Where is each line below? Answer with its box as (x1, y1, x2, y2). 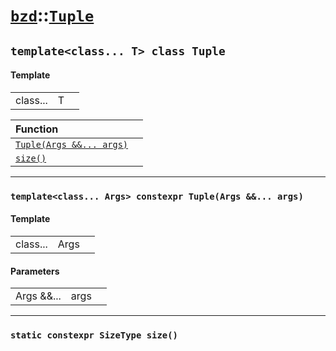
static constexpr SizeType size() (10, 330, 178, 341)
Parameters (10, 265, 60, 277)
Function (15, 122, 59, 136)
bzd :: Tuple (10, 4, 95, 27)
